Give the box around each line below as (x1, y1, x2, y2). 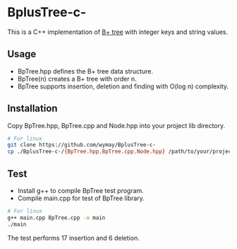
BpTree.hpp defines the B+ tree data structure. (17, 66, 154, 75)
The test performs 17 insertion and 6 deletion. (7, 233, 140, 242)
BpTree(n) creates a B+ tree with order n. (17, 74, 137, 83)
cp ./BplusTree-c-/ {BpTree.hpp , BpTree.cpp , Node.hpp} (7, 148, 166, 156)
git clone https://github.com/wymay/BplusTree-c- (7, 141, 157, 149)
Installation (7, 103, 58, 115)
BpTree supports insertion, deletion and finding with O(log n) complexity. (17, 82, 229, 91)
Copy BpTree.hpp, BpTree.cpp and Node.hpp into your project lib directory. (7, 121, 226, 129)
